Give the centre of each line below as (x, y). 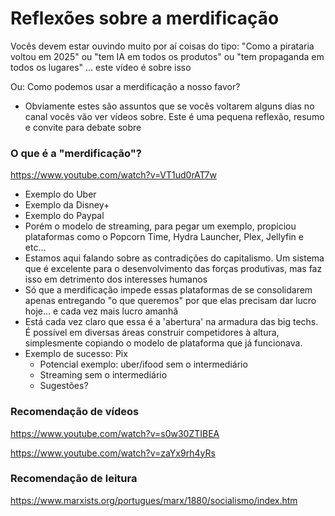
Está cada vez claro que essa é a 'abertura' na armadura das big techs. (171, 322)
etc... (35, 248)
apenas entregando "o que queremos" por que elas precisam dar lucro (170, 301)
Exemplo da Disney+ (67, 205)
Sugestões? (64, 386)
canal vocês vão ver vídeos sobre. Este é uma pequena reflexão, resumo (174, 116)
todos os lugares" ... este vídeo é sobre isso (101, 67)
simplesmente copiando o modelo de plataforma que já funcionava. (163, 343)
